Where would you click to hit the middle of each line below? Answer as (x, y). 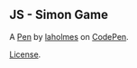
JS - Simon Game (59, 15)
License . (25, 54)
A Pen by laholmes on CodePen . (69, 36)
